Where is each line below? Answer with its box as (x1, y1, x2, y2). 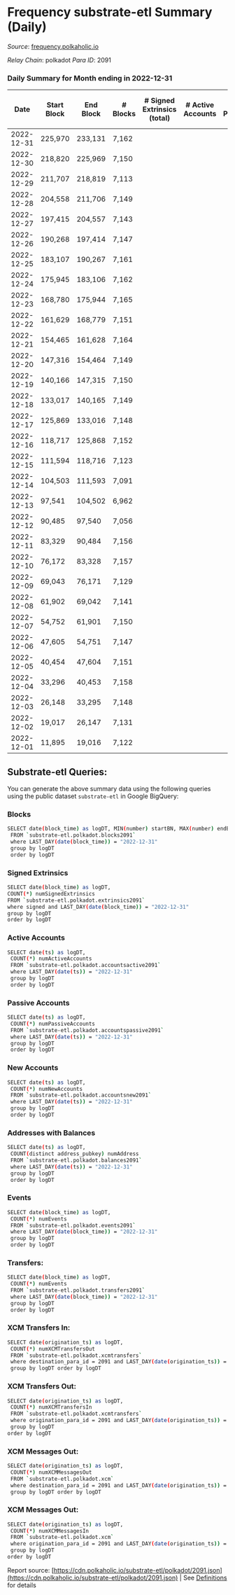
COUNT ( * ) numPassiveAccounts (10, 1020, 96, 1027)
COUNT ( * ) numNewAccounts (10, 1085, 83, 1092)
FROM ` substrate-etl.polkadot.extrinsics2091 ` (7, 897, 145, 904)
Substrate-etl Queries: (7, 766, 108, 778)
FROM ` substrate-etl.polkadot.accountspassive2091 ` (10, 1026, 164, 1033)
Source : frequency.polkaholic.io (7, 42, 99, 50)
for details (7, 1580, 36, 1589)
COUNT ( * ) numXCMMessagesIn (10, 1527, 90, 1534)
